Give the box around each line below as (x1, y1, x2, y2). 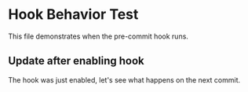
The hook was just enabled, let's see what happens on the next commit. (8, 75, 241, 84)
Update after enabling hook (8, 54, 144, 68)
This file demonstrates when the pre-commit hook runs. (8, 31, 188, 41)
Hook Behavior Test (8, 6, 139, 24)
